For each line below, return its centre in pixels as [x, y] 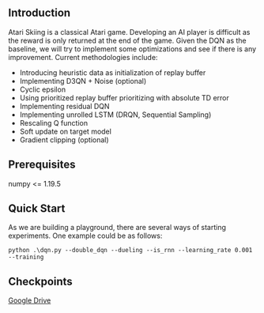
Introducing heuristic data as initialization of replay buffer [113, 72]
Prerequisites [42, 165]
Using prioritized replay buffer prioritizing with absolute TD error [124, 97]
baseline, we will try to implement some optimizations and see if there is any [132, 49]
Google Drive [30, 300]
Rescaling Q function [54, 123]
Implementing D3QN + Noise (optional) [83, 81]
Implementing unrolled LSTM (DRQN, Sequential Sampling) [115, 115]
